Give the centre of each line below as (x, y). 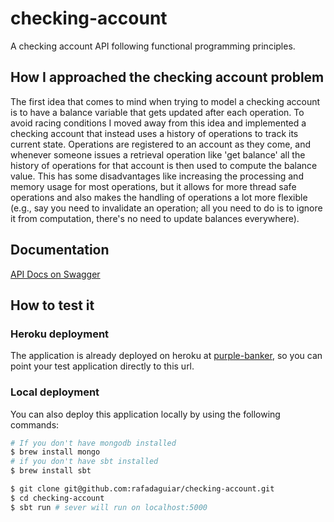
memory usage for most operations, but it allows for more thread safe (153, 186)
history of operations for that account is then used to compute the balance (164, 165)
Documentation (60, 250)
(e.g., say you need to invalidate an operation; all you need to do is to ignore (166, 208)
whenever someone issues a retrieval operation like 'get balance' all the (158, 154)
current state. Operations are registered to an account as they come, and (161, 144)
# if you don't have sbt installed (84, 462)
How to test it (52, 305)
